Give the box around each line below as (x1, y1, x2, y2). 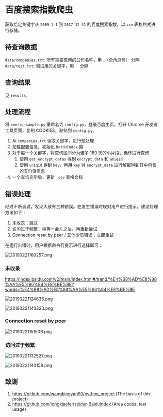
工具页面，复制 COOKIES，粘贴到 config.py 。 (5, 128, 97, 133)
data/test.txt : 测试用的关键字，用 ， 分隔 (5, 63, 89, 68)
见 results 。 (5, 92, 31, 98)
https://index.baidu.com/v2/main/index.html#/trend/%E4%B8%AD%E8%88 (5, 276, 157, 282)
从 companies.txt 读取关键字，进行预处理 (12, 138, 94, 144)
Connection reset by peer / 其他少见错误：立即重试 (12, 232, 114, 238)
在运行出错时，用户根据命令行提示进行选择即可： (5, 242, 103, 248)
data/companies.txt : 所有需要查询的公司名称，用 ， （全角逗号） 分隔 (5, 57, 140, 63)
